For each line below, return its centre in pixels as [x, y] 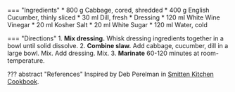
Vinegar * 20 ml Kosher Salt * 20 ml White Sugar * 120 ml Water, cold [107, 25]
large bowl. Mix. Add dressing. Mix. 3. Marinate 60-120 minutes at [103, 53]
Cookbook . [23, 82]
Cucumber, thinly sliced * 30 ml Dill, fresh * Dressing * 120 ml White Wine [114, 17]
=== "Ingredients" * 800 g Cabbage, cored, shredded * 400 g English [108, 10]
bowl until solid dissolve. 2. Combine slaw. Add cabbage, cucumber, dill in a [118, 46]
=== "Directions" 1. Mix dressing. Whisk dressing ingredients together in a [115, 38]
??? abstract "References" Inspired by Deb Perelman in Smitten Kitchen [111, 74]
